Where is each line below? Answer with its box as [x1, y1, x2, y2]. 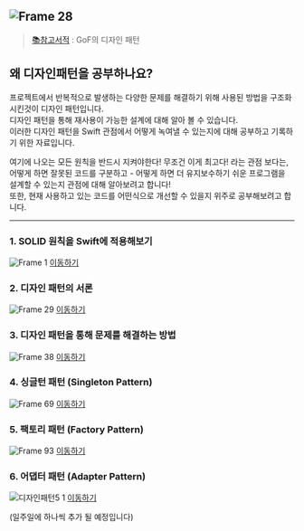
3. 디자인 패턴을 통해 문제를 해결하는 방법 [9, 329, 176, 342]
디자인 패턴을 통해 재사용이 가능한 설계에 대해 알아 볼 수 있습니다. [9, 114, 239, 125]
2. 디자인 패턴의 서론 [9, 281, 93, 294]
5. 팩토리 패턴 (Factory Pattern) [9, 422, 145, 435]
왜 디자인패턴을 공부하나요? [9, 66, 154, 81]
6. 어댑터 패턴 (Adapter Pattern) [9, 470, 147, 483]
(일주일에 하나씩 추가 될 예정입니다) [9, 512, 134, 523]
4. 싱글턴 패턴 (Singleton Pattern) [9, 376, 153, 389]
